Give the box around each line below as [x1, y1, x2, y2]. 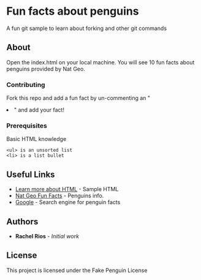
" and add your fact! [14, 106, 64, 114]
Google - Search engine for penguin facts [15, 199, 121, 206]
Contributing [6, 80, 45, 89]
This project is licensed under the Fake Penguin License [6, 267, 148, 274]
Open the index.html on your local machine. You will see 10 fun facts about [6, 58, 195, 66]
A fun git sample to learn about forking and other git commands [6, 25, 167, 32]
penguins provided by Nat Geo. [6, 65, 86, 72]
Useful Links [6, 169, 55, 180]
